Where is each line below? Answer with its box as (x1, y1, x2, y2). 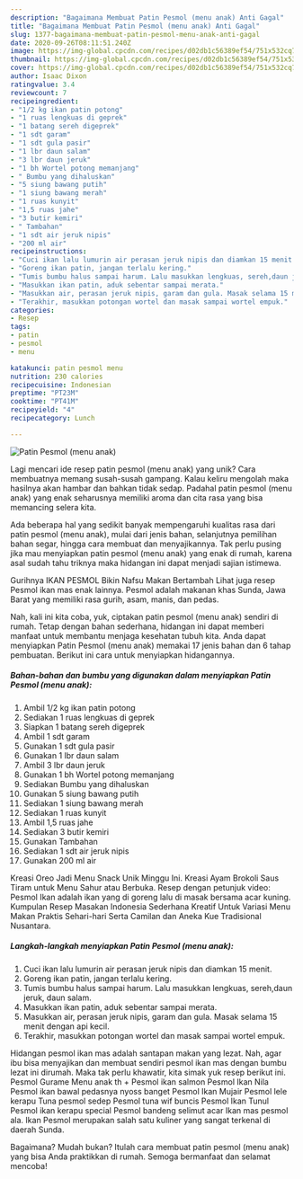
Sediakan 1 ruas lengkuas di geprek (22, 712, 156, 722)
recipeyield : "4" (10, 405, 76, 414)
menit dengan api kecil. (22, 1021, 111, 1032)
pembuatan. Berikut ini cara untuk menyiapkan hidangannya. (10, 649, 235, 660)
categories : (10, 306, 55, 315)
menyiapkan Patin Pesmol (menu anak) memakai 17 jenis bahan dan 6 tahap (10, 640, 291, 651)
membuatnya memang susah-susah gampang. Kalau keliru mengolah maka (10, 473, 290, 483)
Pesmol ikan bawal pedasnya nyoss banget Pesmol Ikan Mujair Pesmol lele (10, 1086, 288, 1096)
